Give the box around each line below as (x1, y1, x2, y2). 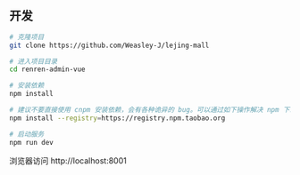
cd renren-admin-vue (9, 65, 87, 74)
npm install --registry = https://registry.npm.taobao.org (9, 114, 226, 123)
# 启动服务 (9, 130, 45, 139)
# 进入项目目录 (9, 57, 58, 66)
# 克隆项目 (9, 32, 45, 42)
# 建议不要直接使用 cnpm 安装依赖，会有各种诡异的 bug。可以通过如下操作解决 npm (9, 106, 279, 115)
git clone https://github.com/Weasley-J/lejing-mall (9, 41, 210, 50)
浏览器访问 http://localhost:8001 (9, 155, 127, 166)
